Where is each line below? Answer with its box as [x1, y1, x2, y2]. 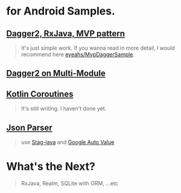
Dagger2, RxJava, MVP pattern [6, 28, 125, 39]
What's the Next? [6, 160, 95, 174]
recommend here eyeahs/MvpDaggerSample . [21, 51, 135, 58]
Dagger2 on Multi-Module [6, 68, 106, 79]
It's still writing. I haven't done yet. [21, 105, 107, 113]
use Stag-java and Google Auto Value [21, 139, 115, 146]
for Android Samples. [6, 4, 116, 18]
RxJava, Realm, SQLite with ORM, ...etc [21, 180, 119, 187]
